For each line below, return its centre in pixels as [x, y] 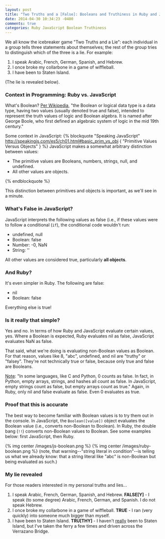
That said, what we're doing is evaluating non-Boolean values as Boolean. [80, 351]
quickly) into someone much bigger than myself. [61, 515]
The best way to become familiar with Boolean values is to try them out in [79, 415]
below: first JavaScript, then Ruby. [40, 436]
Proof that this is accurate [37, 404]
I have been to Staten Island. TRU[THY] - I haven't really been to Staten [84, 521]
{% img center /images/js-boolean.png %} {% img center [63, 446]
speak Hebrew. [27, 505]
